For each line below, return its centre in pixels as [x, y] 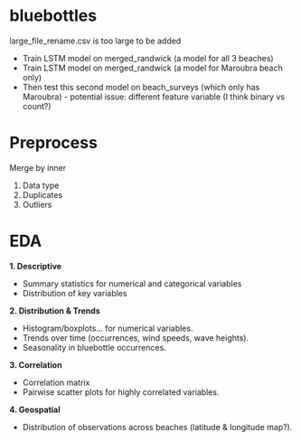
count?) [37, 106]
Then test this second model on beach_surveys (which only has [141, 87]
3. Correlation [36, 365]
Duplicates [42, 194]
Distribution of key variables [75, 293]
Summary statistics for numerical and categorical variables [132, 283]
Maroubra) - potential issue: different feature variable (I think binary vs [154, 97]
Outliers [37, 204]
